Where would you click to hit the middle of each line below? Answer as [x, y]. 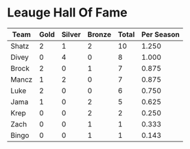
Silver [71, 34]
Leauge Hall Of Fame [68, 13]
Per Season [161, 34]
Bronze [99, 34]
